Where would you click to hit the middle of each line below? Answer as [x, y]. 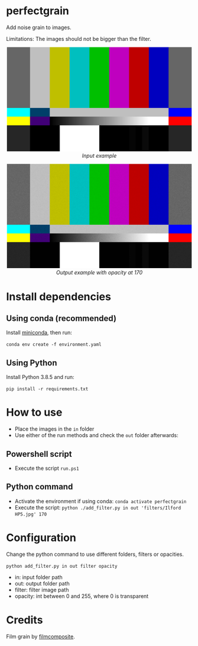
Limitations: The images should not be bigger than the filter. [79, 39]
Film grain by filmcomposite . [40, 637]
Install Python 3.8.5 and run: [40, 377]
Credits [25, 620]
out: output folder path [42, 583]
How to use [34, 413]
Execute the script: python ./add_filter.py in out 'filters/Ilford [98, 507]
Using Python [32, 363]
